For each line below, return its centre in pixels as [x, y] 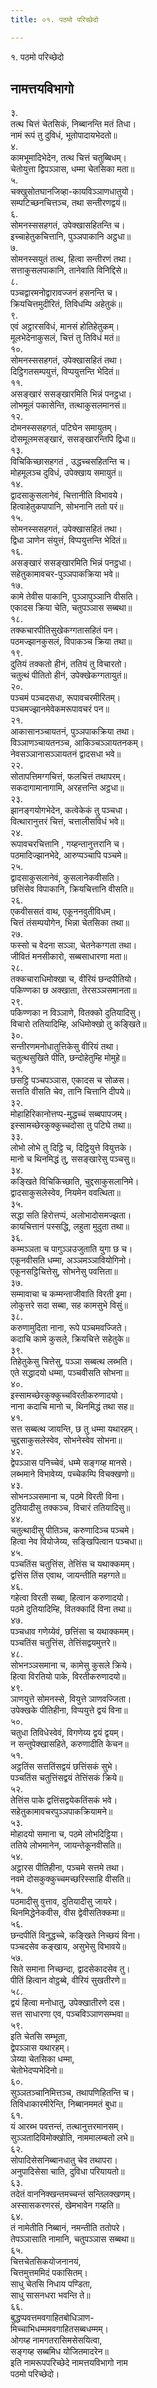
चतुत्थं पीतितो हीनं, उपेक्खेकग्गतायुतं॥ [69, 675]
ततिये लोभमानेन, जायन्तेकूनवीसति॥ [66, 1845]
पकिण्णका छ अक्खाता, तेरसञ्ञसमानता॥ [73, 990]
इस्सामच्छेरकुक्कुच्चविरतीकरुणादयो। [67, 1395]
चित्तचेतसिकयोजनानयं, [46, 2262]
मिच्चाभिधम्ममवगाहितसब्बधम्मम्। [60, 2329]
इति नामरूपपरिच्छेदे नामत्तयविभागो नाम [69, 2363]
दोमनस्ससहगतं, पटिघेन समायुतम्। [64, 428]
